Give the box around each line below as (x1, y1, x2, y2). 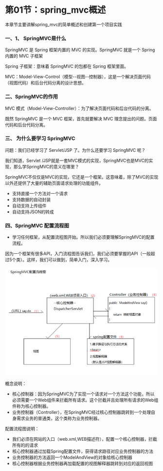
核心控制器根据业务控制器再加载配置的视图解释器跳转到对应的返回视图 (12, 461, 153, 467)
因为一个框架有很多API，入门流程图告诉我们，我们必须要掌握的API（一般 (5, 251, 151, 257)
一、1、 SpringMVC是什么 (5, 35, 67, 41)
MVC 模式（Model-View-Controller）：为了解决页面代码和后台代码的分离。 (5, 105, 154, 111)
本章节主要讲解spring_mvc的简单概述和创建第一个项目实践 (5, 21, 123, 27)
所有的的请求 (12, 442, 38, 448)
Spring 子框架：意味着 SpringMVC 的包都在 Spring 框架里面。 (5, 63, 129, 69)
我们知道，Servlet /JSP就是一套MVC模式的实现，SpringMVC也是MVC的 (5, 157, 149, 164)
